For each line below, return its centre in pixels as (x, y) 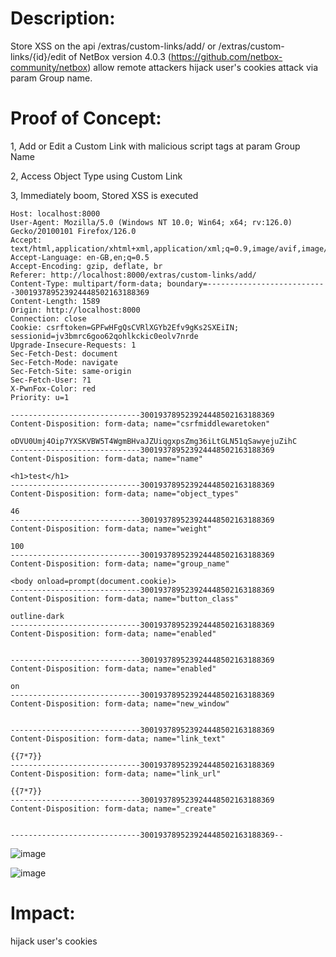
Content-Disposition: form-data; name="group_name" (120, 563)
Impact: (43, 913)
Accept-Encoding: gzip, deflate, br (86, 266)
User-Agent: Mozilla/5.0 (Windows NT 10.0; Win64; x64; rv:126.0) (151, 222)
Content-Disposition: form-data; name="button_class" (125, 598)
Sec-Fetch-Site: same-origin (71, 371)
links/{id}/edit (38, 56)
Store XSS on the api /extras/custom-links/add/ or (113, 46)
